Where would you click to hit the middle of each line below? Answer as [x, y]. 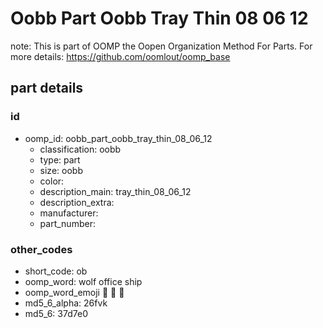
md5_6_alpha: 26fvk [66, 303]
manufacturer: [69, 213]
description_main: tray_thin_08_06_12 [115, 191]
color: [52, 181]
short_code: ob [56, 271]
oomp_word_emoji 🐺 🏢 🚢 [74, 292]
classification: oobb [80, 149]
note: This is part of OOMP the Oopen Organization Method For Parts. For [161, 46]
